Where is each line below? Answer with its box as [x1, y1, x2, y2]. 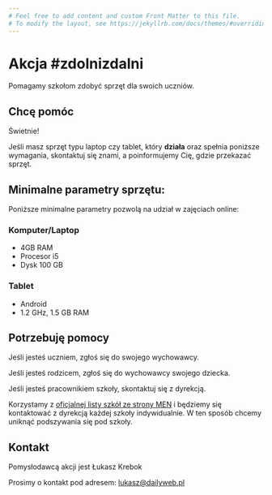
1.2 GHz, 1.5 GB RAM [19, 308, 90, 317]
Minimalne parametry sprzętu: [8, 183, 166, 196]
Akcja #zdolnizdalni [8, 54, 144, 73]
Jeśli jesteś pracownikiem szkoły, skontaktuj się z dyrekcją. [8, 384, 206, 394]
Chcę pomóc [8, 105, 74, 118]
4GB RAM [19, 243, 53, 252]
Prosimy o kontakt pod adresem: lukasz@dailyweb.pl [8, 478, 185, 488]
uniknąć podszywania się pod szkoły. [8, 417, 133, 427]
